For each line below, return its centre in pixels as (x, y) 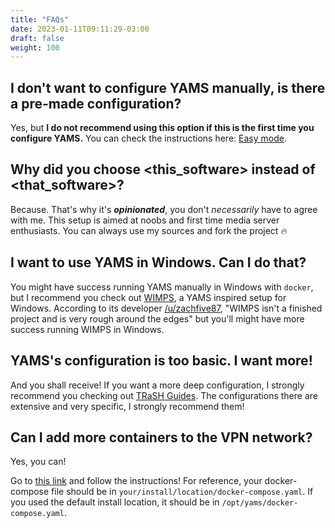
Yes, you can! (38, 462)
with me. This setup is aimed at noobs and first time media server (145, 220)
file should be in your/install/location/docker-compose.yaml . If (182, 492)
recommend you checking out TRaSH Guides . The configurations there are (164, 395)
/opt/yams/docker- (260, 503)
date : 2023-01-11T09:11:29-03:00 (80, 29)
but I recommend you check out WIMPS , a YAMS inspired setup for (148, 297)
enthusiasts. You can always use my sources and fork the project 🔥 (149, 230)
